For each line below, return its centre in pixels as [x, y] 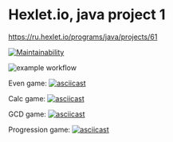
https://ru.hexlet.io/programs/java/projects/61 [83, 37]
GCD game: [27, 114]
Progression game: [39, 129]
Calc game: [27, 98]
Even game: [28, 83]
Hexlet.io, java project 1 [87, 15]
